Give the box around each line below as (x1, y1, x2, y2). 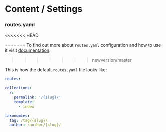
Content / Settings (5, 3, 83, 15)
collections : (5, 86, 32, 91)
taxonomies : (5, 113, 30, 118)
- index (18, 104, 35, 109)
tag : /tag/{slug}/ (9, 118, 48, 123)
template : (14, 99, 35, 104)
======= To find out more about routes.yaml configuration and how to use (5, 42, 161, 48)
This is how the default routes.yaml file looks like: (5, 67, 107, 73)
